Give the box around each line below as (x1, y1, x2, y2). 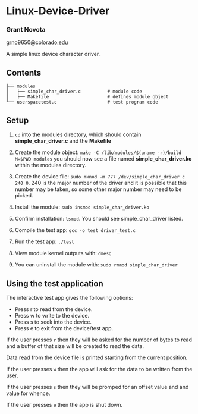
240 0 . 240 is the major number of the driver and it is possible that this (14, 180, 187, 187)
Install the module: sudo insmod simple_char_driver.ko (14, 203, 150, 211)
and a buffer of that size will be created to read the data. (6, 342, 144, 349)
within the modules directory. (14, 162, 87, 169)
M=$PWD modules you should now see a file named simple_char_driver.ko (14, 155, 192, 162)
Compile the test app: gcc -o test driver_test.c (14, 227, 136, 234)
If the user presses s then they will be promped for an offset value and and (6, 383, 189, 390)
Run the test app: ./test (14, 238, 74, 245)
